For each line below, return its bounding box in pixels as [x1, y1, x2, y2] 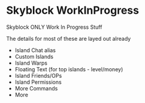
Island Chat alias [14, 46, 56, 54]
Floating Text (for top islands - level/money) [14, 65, 123, 72]
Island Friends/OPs [14, 72, 62, 79]
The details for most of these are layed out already [6, 35, 131, 42]
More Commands [14, 84, 58, 92]
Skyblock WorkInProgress [6, 4, 140, 17]
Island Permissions [14, 78, 62, 86]
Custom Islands [14, 53, 54, 60]
